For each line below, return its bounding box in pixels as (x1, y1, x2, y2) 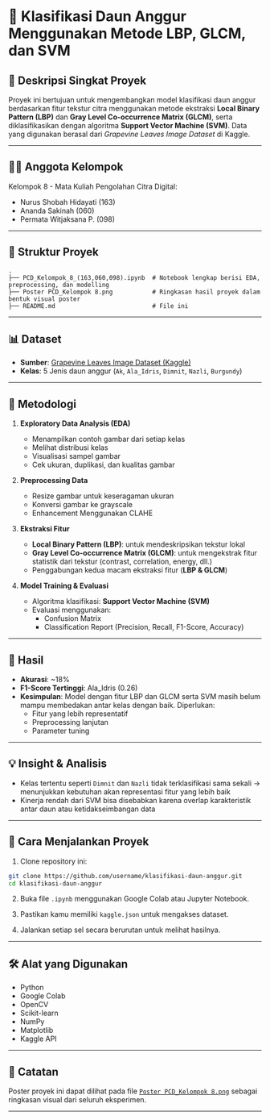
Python (19, 983, 44, 993)
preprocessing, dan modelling (8, 281, 110, 289)
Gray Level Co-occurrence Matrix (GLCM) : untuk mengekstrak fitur (31, 548, 258, 558)
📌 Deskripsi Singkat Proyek (8, 73, 147, 87)
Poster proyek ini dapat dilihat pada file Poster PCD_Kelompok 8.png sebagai (8, 1086, 258, 1096)
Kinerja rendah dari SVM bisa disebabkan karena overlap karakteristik (19, 795, 252, 805)
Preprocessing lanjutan (31, 718, 108, 727)
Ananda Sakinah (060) (19, 206, 95, 215)
